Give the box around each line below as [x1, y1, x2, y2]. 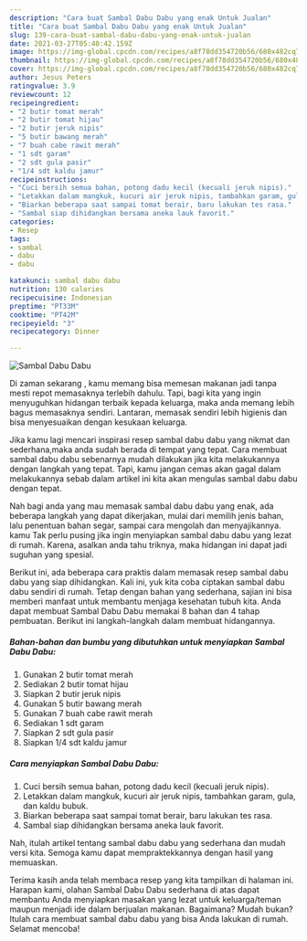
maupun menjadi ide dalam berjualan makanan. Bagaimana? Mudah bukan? [9, 904, 294, 915]
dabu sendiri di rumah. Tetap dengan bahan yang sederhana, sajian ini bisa [9, 587, 292, 597]
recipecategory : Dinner [9, 327, 101, 336]
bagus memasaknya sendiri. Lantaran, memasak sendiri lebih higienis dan [9, 407, 288, 418]
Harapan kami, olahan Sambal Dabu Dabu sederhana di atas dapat [9, 884, 260, 895]
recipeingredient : [9, 98, 79, 108]
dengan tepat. [9, 483, 62, 494]
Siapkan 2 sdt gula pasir [22, 727, 114, 738]
